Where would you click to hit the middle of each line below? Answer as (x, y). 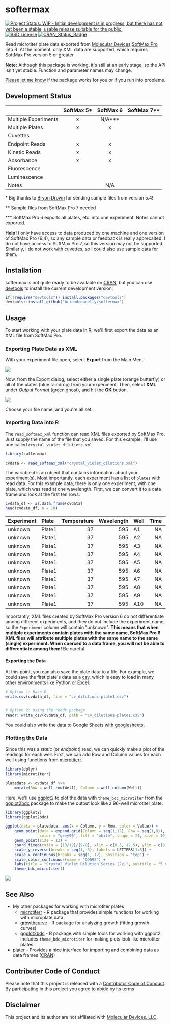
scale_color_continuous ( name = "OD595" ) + (60, 859)
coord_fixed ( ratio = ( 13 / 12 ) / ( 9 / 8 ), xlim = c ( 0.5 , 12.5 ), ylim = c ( (89, 845)
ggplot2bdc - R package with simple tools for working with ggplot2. (91, 934)
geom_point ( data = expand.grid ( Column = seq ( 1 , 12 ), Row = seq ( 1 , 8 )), (90, 831)
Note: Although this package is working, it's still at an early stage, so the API (85, 65)
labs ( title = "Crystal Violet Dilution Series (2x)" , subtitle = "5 (89, 864)
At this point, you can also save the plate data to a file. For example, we (80, 672)
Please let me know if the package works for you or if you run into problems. (85, 80)
